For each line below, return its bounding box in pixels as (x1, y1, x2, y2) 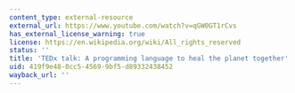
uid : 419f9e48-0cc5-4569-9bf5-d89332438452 (9, 63, 174, 72)
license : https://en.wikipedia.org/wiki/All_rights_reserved (9, 37, 242, 47)
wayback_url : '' (9, 71, 70, 80)
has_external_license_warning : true (9, 29, 145, 38)
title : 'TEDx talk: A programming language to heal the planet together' (9, 54, 290, 63)
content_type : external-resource (9, 12, 134, 22)
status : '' (9, 46, 50, 55)
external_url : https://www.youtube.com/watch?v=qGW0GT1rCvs (9, 21, 238, 30)
